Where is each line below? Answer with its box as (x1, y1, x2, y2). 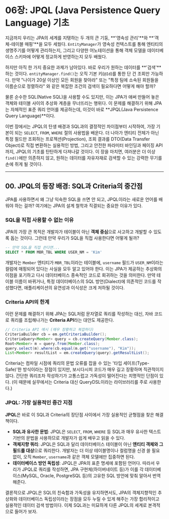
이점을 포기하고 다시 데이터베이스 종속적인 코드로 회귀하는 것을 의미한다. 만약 (5, 272, 156, 278)
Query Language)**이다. (5, 113, 55, 119)
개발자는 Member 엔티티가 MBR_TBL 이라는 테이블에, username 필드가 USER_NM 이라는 (5, 259, 163, 266)
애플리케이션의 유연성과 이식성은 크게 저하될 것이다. (24, 285, 125, 291)
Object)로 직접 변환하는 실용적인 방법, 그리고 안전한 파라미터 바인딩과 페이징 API (5, 142, 163, 148)
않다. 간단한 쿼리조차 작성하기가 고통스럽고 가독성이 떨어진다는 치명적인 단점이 (5, 373, 158, 379)
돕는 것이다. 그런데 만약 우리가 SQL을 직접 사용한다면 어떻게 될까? (10, 235, 139, 241)
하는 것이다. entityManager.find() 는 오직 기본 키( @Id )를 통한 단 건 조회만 (5, 70, 150, 76)
